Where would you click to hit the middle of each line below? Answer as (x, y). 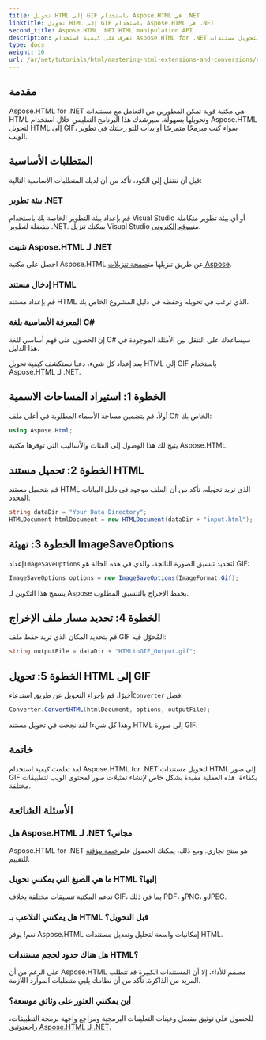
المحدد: (20, 498)
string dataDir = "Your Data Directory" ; (78, 512)
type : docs (27, 45)
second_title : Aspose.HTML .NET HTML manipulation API (101, 30)
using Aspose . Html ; (41, 430)
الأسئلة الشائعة (41, 811)
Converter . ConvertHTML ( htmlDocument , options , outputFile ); (110, 710)
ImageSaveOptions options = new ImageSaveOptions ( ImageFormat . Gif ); (124, 578)
